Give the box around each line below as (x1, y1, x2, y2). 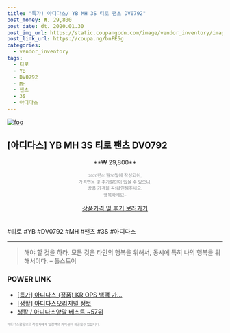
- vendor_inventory (13, 49, 69, 56)
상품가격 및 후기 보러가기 (81, 203, 149, 212)
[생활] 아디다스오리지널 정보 (16, 299, 92, 307)
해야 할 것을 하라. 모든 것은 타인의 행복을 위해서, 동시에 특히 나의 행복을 (23, 248, 214, 256)
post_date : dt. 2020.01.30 (7, 23, 84, 29)
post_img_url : (7, 29, 48, 36)
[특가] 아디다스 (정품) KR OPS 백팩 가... (16, 291, 123, 299)
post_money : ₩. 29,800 (7, 16, 72, 23)
